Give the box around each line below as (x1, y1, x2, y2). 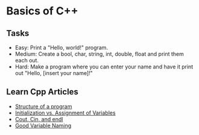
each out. (14, 57, 39, 64)
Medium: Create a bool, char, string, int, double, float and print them (14, 50, 184, 58)
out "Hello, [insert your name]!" (14, 70, 93, 76)
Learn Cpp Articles (6, 87, 78, 97)
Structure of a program (14, 103, 72, 110)
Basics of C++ (6, 4, 78, 18)
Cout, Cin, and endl (14, 115, 63, 122)
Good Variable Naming (14, 122, 71, 129)
